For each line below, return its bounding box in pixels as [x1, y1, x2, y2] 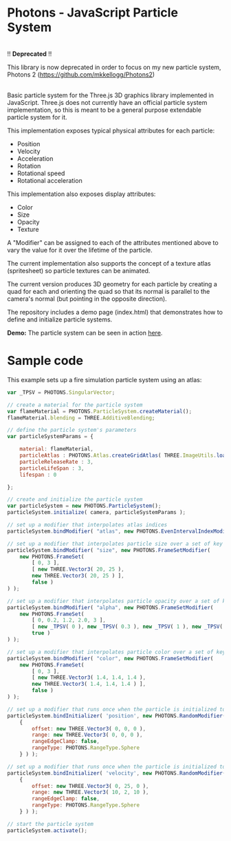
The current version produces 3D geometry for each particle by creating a [7, 279, 218, 288]
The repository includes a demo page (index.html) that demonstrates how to [7, 308, 223, 316]
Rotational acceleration [16, 176, 82, 184]
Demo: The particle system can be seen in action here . [7, 328, 163, 337]
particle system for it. [7, 112, 67, 121]
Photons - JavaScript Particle [7, 5, 179, 21]
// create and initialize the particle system [7, 496, 143, 503]
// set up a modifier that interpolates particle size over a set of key [7, 540, 223, 547]
